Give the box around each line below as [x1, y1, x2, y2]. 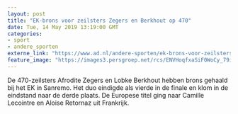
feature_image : [7, 57, 52, 64]
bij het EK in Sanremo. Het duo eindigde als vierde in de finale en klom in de [7, 83, 229, 92]
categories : [7, 30, 42, 38]
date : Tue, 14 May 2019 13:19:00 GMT [7, 23, 119, 30]
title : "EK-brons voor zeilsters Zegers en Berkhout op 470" [7, 17, 192, 24]
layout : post [7, 10, 46, 18]
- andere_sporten [7, 43, 59, 50]
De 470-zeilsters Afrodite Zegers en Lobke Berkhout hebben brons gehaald [7, 76, 228, 84]
